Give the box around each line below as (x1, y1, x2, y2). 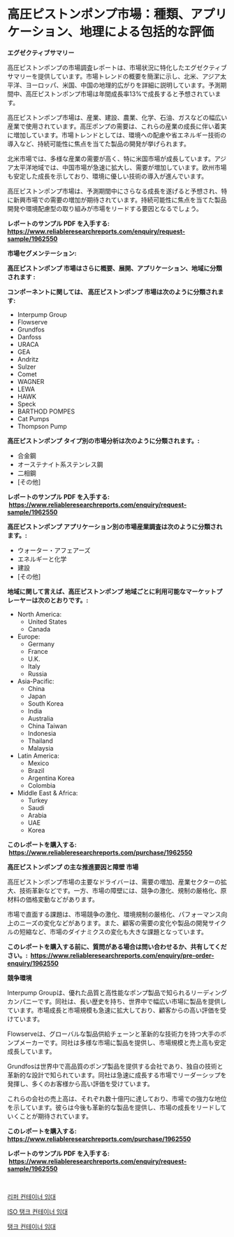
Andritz (17, 355, 39, 363)
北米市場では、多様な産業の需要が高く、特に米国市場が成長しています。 (7, 154, 215, 163)
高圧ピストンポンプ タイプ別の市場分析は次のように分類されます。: (7, 436, 200, 445)
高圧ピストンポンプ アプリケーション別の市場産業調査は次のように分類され (7, 522, 223, 531)
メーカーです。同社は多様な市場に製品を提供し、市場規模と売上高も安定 (19, 1038, 227, 1046)
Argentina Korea (27, 774, 75, 782)
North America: (17, 610, 61, 618)
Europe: (17, 632, 41, 641)
